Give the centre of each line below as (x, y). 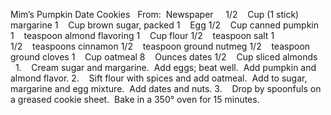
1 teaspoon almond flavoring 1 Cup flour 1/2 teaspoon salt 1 (142, 35)
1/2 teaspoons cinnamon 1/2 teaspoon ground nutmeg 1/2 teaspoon (160, 46)
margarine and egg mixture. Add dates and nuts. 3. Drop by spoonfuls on (166, 88)
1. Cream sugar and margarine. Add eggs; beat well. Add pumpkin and (165, 67)
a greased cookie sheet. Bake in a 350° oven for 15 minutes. (135, 99)
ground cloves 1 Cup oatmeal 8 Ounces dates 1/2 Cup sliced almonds (164, 57)
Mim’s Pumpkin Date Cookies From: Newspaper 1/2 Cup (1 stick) (155, 14)
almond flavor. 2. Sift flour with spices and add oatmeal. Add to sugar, (159, 78)
